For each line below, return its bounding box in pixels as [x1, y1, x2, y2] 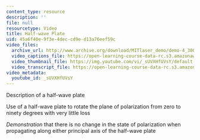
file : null [6, 20, 33, 26]
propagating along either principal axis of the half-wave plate [6, 127, 156, 135]
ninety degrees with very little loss [6, 110, 90, 117]
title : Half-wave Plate [6, 31, 65, 37]
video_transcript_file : [11, 64, 70, 70]
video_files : [6, 42, 39, 48]
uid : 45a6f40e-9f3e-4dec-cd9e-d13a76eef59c [6, 36, 116, 42]
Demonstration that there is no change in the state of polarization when [6, 121, 182, 128]
